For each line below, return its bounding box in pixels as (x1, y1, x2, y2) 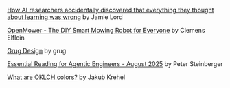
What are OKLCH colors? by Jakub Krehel (7, 73, 126, 81)
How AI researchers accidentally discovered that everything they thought (7, 6, 214, 14)
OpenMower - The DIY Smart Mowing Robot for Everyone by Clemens (7, 27, 205, 34)
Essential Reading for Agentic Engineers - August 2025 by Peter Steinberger (7, 60, 223, 68)
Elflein (7, 33, 25, 42)
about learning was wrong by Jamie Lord (7, 13, 124, 21)
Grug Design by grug (7, 47, 67, 55)
